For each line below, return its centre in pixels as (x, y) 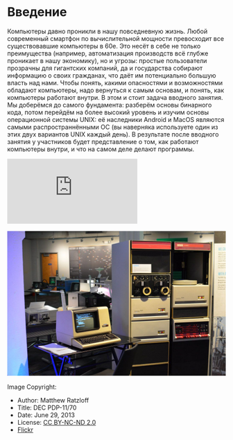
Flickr (25, 430)
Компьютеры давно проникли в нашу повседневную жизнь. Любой (107, 31)
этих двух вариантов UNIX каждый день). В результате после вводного (113, 134)
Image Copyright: (32, 387)
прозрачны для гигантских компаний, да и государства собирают (105, 68)
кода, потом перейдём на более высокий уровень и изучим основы (108, 112)
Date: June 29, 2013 (46, 415)
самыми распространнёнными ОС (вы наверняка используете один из (113, 127)
